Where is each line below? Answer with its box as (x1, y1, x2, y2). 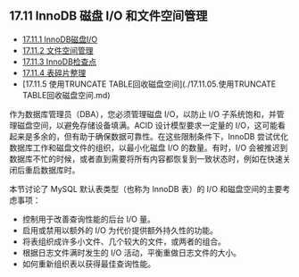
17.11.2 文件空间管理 (21, 45, 94, 55)
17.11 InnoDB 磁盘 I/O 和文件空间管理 (9, 8, 208, 24)
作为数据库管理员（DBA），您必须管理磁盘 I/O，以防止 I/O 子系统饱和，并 (9, 108, 277, 119)
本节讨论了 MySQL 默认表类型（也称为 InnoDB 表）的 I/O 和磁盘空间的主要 (9, 183, 283, 194)
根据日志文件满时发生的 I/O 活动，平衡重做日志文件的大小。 (21, 247, 242, 257)
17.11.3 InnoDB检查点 (21, 56, 97, 67)
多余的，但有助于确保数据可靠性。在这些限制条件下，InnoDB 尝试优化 (32, 130, 288, 141)
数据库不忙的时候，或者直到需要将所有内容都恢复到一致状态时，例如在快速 (9, 153, 283, 164)
